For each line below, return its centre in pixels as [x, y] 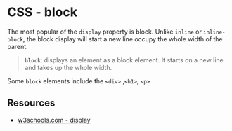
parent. [18, 46]
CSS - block [42, 12]
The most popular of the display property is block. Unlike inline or [104, 32]
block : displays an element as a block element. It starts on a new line [124, 60]
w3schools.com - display [54, 120]
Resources [31, 103]
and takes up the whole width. [68, 67]
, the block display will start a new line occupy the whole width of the [123, 39]
